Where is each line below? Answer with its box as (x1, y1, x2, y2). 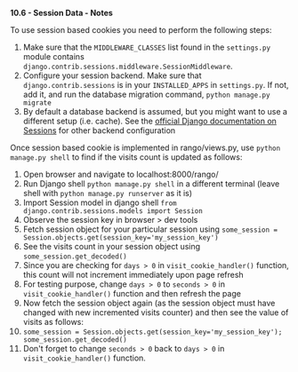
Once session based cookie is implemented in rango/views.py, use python (10, 142, 281, 153)
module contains (22, 51, 85, 61)
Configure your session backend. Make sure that (22, 70, 203, 81)
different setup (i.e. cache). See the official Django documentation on (22, 115, 277, 126)
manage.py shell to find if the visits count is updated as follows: (10, 152, 243, 162)
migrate (22, 99, 52, 107)
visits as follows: (22, 317, 84, 327)
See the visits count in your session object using (22, 241, 201, 251)
